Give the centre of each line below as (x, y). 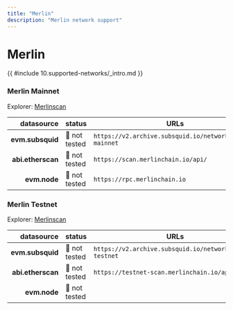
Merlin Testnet (32, 204)
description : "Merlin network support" (65, 20)
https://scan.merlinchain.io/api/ (150, 159)
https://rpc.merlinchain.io (139, 179)
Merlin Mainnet (34, 91)
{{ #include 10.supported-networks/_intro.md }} (75, 73)
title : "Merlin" (31, 13)
